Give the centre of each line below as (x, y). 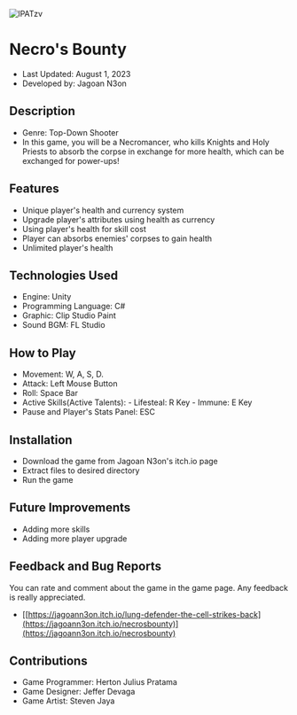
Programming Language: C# (74, 307)
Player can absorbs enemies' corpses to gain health (117, 238)
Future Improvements (70, 508)
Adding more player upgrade (74, 538)
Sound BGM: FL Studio (63, 325)
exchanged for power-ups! (70, 160)
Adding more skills (56, 529)
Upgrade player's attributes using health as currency (118, 219)
